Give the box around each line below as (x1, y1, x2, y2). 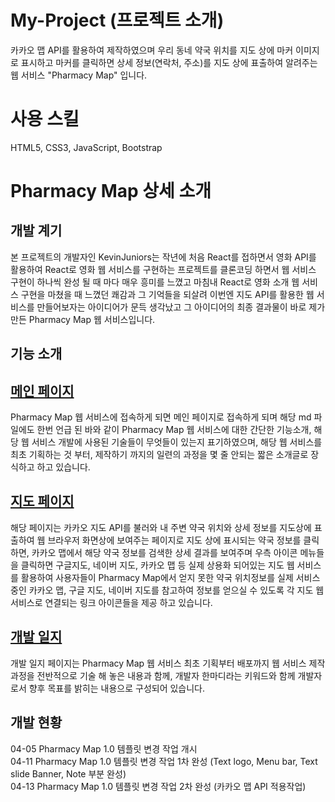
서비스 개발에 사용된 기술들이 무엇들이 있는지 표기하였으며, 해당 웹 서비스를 (31, 436, 323, 448)
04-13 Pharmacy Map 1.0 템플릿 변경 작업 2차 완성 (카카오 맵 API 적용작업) (10, 780, 307, 792)
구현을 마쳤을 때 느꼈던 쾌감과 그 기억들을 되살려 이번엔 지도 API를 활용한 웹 (20, 288, 315, 300)
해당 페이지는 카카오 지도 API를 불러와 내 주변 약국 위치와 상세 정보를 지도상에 (10, 521, 312, 533)
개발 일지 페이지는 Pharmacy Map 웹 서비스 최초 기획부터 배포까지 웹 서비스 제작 (10, 657, 326, 669)
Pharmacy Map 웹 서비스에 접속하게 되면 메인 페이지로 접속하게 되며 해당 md (10, 411, 312, 423)
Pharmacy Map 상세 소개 (10, 180, 212, 203)
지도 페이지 (10, 493, 75, 510)
